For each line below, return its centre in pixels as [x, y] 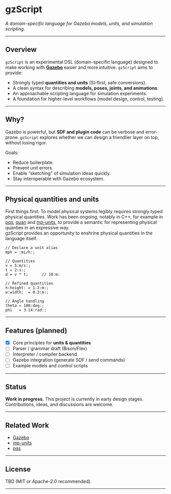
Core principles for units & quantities [52, 343]
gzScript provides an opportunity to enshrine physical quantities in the [79, 233]
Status [16, 387]
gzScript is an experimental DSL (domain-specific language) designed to [82, 62]
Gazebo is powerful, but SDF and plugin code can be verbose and [75, 132]
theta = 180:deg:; [25, 306]
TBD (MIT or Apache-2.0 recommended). [48, 481]
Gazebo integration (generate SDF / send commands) [69, 360]
